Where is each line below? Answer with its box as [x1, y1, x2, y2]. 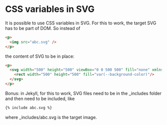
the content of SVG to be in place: [5, 53, 75, 59]
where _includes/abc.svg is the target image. [5, 114, 97, 120]
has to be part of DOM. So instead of [5, 25, 81, 31]
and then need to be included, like [5, 96, 75, 102]
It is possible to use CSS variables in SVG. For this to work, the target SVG [5, 20, 157, 26]
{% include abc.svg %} [5, 105, 52, 110]
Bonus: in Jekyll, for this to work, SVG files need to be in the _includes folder [5, 90, 162, 96]
